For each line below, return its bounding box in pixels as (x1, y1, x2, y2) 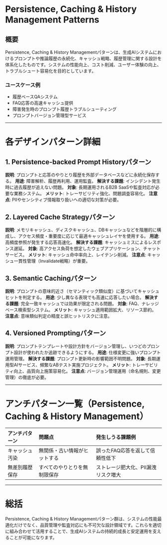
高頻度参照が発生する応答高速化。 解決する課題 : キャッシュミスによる (5, 239, 148, 245)
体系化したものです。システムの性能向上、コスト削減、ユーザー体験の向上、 (5, 62, 162, 68)
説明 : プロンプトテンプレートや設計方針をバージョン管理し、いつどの (5, 343, 147, 349)
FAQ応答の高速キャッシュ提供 (12, 100, 74, 106)
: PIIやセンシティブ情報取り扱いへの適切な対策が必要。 (9, 197, 122, 203)
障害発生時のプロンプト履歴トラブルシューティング (12, 106, 117, 112)
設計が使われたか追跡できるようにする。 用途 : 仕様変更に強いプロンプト (13, 349, 161, 355)
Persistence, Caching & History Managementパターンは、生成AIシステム (5, 49, 153, 55)
